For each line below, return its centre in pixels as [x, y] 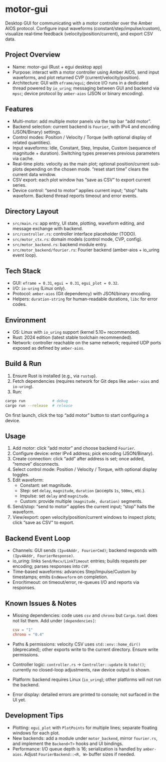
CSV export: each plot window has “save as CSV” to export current [81, 180]
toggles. [21, 475]
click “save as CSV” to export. [43, 523]
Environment [26, 320]
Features [19, 109]
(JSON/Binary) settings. [37, 132]
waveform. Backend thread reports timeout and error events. [75, 196]
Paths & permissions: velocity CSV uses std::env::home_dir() [76, 644]
